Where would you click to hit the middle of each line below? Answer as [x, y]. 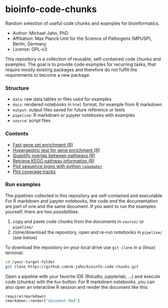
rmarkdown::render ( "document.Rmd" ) [43, 301]
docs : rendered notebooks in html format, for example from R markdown [87, 105]
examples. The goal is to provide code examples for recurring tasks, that [81, 64]
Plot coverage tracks [34, 171]
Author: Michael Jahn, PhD [40, 33]
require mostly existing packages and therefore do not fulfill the [71, 70]
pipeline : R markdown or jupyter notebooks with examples [74, 115]
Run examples [23, 184]
